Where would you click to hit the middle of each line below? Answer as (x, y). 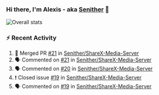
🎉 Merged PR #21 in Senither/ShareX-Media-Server (77, 53)
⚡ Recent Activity (32, 38)
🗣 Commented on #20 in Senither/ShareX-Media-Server (84, 68)
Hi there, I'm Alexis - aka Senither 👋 (58, 9)
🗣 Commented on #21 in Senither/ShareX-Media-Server (83, 60)
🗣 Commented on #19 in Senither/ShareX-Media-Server (83, 86)
